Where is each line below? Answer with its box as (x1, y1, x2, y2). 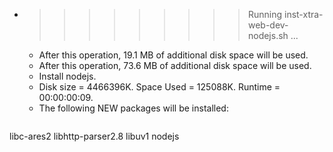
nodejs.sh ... (247, 30, 299, 41)
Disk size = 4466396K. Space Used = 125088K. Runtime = (38, 81, 281, 93)
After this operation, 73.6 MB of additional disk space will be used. (38, 60, 312, 71)
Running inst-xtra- (247, 9, 324, 20)
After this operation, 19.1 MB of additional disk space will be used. (38, 49, 309, 61)
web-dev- (247, 19, 289, 31)
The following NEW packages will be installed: (38, 102, 229, 114)
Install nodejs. (38, 70, 97, 82)
